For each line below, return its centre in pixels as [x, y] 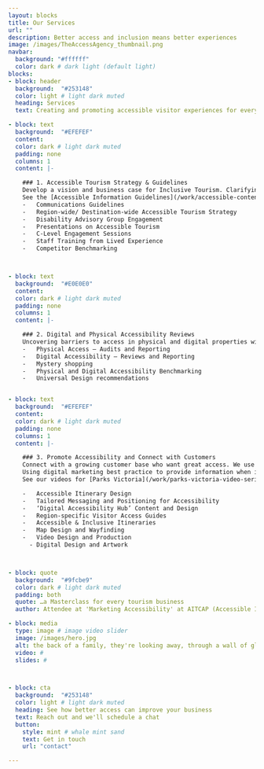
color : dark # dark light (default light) [86, 67]
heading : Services [46, 103]
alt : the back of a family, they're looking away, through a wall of [131, 646]
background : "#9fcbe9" [54, 580]
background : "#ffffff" [52, 60]
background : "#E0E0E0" [54, 284]
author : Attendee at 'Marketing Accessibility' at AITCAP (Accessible [133, 609]
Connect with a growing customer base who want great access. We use [139, 465]
